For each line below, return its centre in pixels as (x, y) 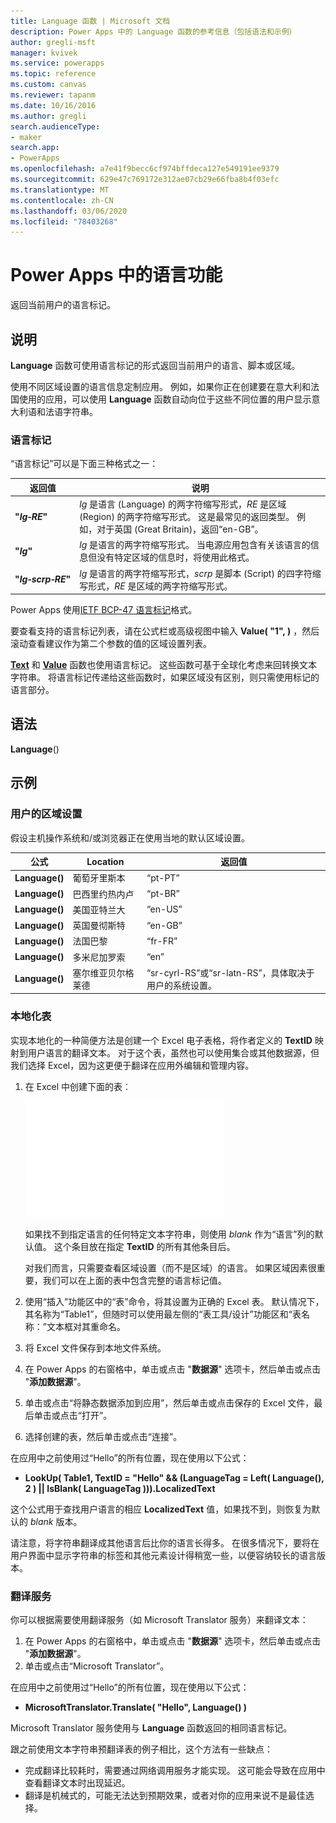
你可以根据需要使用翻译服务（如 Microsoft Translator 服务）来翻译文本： (159, 1619)
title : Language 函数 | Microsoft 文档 (90, 21)
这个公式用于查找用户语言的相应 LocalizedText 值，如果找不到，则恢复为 (161, 1509)
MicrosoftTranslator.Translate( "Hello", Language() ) (136, 1707)
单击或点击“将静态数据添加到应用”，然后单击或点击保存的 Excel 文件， (169, 1402)
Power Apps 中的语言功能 (116, 275)
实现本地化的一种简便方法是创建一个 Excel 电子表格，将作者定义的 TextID (161, 1040)
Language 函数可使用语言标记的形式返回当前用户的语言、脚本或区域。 (155, 365)
